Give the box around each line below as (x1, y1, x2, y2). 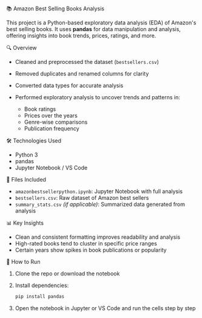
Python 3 (15, 151, 38, 158)
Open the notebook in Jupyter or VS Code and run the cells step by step (15, 304, 196, 312)
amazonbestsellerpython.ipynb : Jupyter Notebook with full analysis (15, 188, 183, 195)
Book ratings (24, 105, 56, 113)
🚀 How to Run (6, 258, 41, 265)
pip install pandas (15, 294, 65, 300)
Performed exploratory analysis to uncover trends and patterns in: (15, 94, 180, 101)
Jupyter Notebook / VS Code (15, 164, 88, 171)
